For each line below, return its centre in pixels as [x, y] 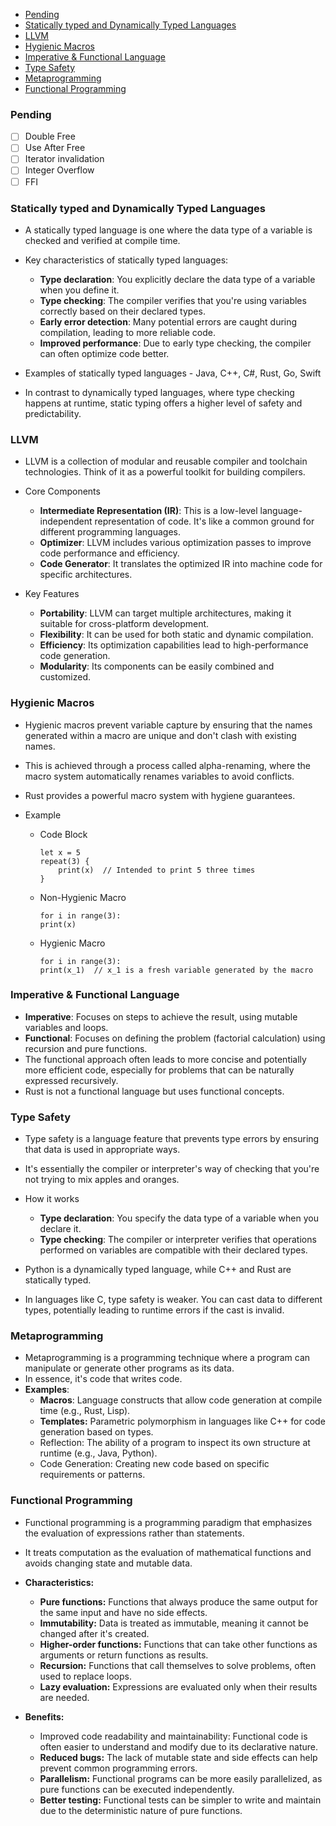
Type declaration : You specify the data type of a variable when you [179, 1218]
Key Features [52, 594]
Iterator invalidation [64, 159]
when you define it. [79, 290]
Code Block [63, 834]
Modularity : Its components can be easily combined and [157, 666]
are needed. [64, 1697]
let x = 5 [60, 852]
